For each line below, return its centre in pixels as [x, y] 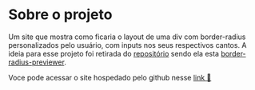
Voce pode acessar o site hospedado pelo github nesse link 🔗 [110, 77]
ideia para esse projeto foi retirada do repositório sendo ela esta [114, 53]
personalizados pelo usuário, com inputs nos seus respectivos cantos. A [127, 45]
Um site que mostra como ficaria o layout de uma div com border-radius [127, 37]
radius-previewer [36, 62]
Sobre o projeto [60, 15]
